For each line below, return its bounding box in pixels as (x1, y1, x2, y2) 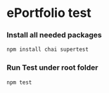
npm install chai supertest (6, 46, 89, 54)
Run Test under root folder (6, 63, 98, 73)
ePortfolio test (6, 5, 92, 21)
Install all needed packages (6, 30, 103, 40)
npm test (6, 79, 32, 86)
